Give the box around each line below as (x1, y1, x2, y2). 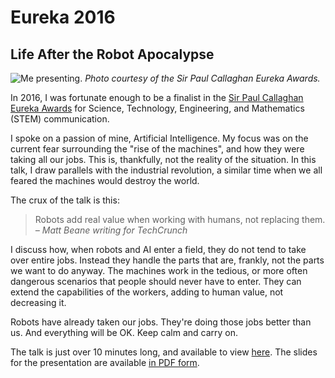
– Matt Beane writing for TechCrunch (34, 224, 188, 236)
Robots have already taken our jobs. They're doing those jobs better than (10, 316, 312, 328)
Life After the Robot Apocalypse (10, 46, 215, 63)
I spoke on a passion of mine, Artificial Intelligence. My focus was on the (10, 132, 309, 144)
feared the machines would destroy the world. (10, 175, 200, 186)
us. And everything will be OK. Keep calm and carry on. (10, 327, 239, 338)
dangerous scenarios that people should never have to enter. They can (10, 276, 302, 287)
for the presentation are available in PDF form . (10, 357, 200, 368)
